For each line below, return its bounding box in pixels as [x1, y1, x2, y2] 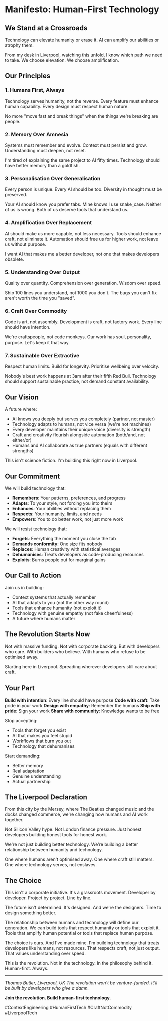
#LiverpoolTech [5, 1010, 37, 1016]
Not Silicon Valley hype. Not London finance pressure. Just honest [5, 826, 142, 832]
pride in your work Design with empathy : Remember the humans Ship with [5, 702, 161, 708]
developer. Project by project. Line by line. [5, 895, 92, 901]
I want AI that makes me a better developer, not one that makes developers [5, 251, 160, 257]
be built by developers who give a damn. [5, 985, 89, 991]
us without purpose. [5, 241, 46, 247]
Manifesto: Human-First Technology [5, 4, 160, 15]
